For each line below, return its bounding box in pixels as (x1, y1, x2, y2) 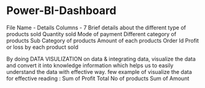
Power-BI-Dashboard (6, 4, 117, 18)
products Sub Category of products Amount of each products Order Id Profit (6, 37, 199, 44)
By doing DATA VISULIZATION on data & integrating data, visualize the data (6, 55, 196, 62)
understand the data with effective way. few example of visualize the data (6, 68, 192, 75)
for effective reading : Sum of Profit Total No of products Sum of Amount (6, 75, 190, 82)
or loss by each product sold (6, 43, 78, 51)
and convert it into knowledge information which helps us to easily (6, 62, 174, 69)
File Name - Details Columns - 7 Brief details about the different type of (6, 24, 187, 31)
